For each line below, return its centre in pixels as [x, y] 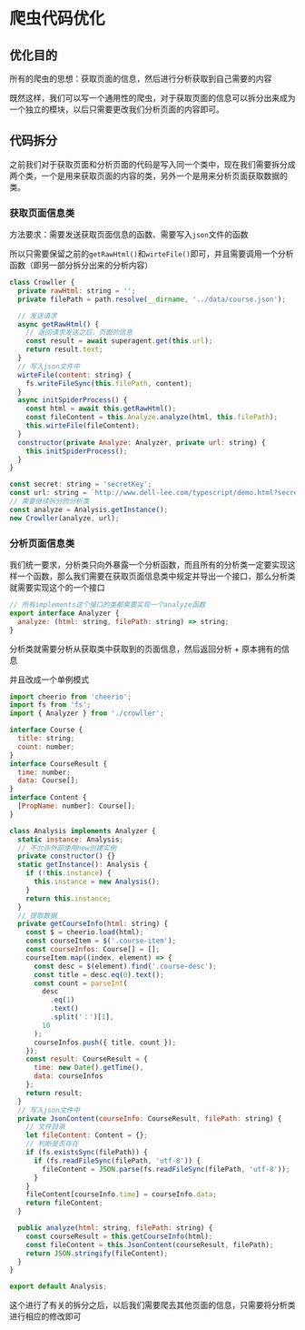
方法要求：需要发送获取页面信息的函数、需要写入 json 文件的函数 [129, 235]
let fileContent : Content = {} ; [87, 1135]
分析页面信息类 [42, 543]
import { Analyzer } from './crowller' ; [87, 714]
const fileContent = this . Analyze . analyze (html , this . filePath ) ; [152, 418]
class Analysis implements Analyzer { [83, 831]
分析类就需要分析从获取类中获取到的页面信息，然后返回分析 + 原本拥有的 [146, 649]
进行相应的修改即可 [45, 1316]
